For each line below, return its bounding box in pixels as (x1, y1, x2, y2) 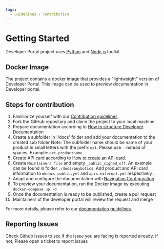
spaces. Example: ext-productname (12, 150, 82, 156)
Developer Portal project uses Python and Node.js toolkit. (5, 49, 121, 55)
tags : (5, 7, 17, 12)
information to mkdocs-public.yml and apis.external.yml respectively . (12, 170, 155, 176)
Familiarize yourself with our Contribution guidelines (12, 113, 118, 120)
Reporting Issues (5, 220, 59, 228)
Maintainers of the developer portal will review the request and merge (12, 196, 153, 203)
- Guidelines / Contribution (10, 12, 69, 17)
